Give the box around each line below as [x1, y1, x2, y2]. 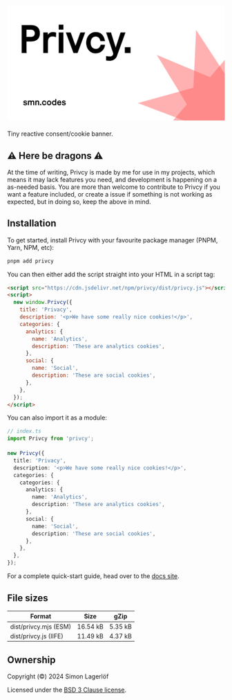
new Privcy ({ [7, 450, 45, 457]
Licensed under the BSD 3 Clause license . [7, 685, 127, 694]
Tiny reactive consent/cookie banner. [7, 129, 113, 138]
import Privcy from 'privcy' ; [7, 436, 95, 442]
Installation [7, 217, 57, 229]
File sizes [7, 592, 48, 604]
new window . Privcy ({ [13, 299, 72, 306]
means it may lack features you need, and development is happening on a [7, 175, 217, 183]
